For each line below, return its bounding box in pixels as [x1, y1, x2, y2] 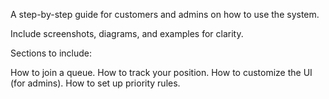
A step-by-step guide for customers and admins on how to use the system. [10, 9, 320, 20]
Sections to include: [10, 47, 92, 59]
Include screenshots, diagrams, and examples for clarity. [10, 28, 244, 39]
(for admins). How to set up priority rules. [10, 77, 181, 89]
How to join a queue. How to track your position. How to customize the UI [10, 67, 313, 78]
